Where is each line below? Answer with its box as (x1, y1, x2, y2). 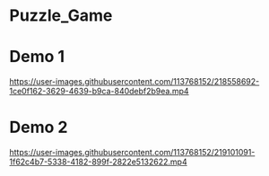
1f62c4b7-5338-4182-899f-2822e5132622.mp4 (9, 156, 187, 167)
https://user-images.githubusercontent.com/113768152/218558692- (9, 76, 260, 87)
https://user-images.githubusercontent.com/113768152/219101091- (9, 147, 256, 158)
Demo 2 (9, 118, 68, 137)
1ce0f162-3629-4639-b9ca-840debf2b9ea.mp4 (9, 86, 190, 97)
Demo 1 (9, 47, 65, 67)
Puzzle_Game (9, 5, 113, 26)
